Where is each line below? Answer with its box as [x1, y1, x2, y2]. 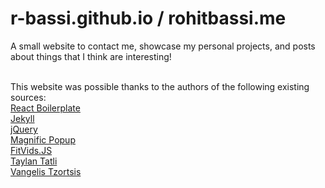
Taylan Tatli [10, 155, 58, 167]
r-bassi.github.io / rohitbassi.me [10, 7, 287, 30]
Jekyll [10, 112, 35, 124]
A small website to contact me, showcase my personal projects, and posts [10, 40, 316, 52]
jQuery [10, 123, 38, 135]
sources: [10, 91, 47, 103]
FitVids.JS [10, 144, 53, 156]
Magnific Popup [10, 133, 76, 146]
